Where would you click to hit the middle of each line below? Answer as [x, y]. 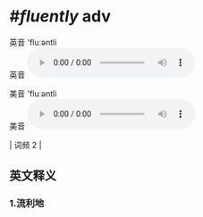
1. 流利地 [27, 204]
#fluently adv [60, 17]
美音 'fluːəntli [33, 93]
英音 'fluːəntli [33, 42]
